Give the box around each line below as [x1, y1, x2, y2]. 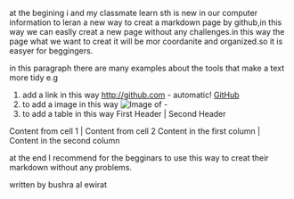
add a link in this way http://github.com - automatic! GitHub [21, 89, 240, 100]
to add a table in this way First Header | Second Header [21, 109, 226, 119]
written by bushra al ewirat [9, 179, 107, 190]
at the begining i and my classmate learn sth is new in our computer [9, 8, 258, 18]
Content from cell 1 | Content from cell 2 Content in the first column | [9, 126, 261, 137]
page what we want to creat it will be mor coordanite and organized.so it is [9, 36, 283, 46]
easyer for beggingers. [9, 46, 94, 56]
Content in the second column [9, 136, 120, 145]
